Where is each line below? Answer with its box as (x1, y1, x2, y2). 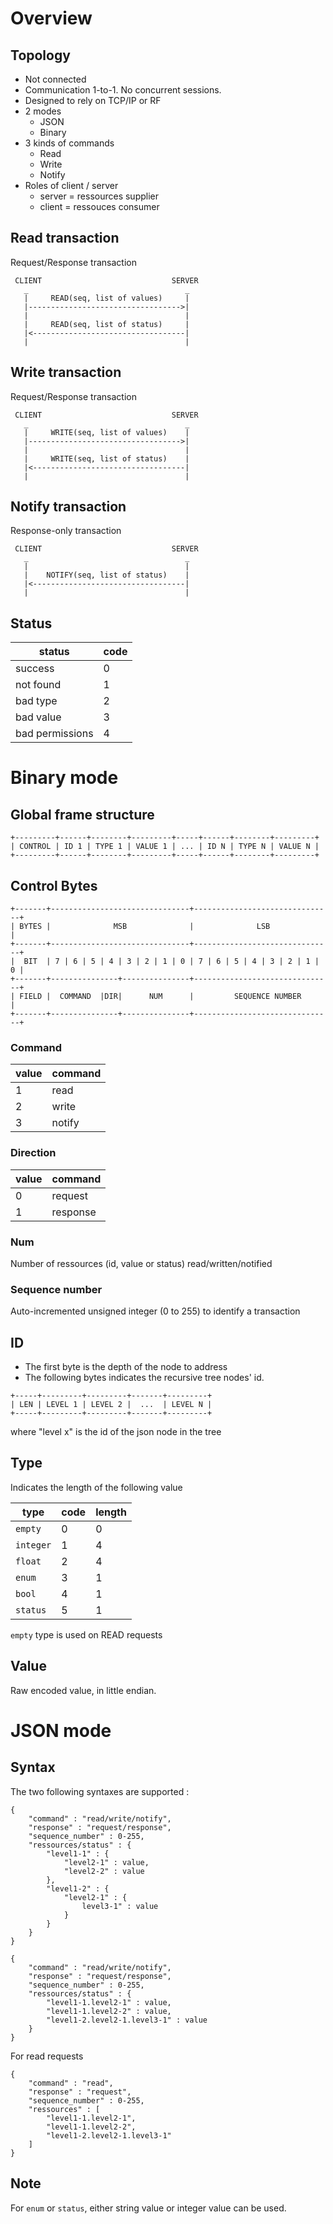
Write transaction (10, 364, 122, 381)
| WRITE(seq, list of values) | (23, 427, 190, 437)
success (15, 662, 55, 676)
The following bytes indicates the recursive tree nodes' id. (24, 1372, 265, 1384)
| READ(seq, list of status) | (23, 319, 190, 329)
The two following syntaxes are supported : (10, 1785, 190, 1797)
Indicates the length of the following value (10, 1481, 183, 1493)
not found (15, 678, 62, 692)
